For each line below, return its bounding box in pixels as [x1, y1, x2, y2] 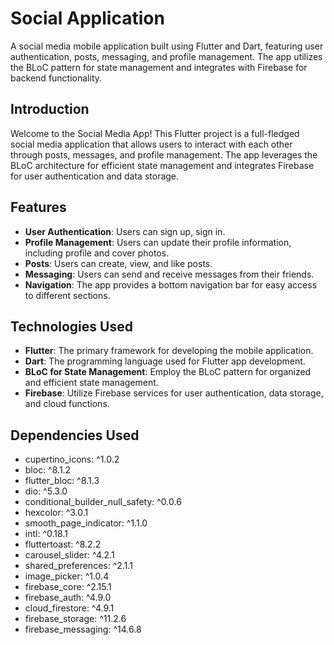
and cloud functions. [24, 398, 110, 410]
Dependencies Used [10, 427, 140, 444]
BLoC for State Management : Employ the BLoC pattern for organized [24, 366, 312, 378]
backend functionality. [10, 72, 103, 84]
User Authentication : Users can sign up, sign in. [24, 225, 226, 237]
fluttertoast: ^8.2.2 [24, 538, 102, 551]
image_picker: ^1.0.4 [24, 570, 110, 582]
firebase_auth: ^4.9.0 [24, 592, 112, 604]
